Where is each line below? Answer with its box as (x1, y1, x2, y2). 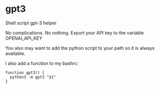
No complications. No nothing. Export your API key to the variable (5, 29, 144, 36)
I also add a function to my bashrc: (5, 60, 78, 66)
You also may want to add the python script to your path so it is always (5, 45, 155, 51)
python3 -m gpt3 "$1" (10, 74, 56, 79)
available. (5, 50, 26, 56)
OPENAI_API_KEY (5, 35, 43, 41)
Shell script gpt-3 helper (5, 20, 57, 26)
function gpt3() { (5, 70, 45, 75)
